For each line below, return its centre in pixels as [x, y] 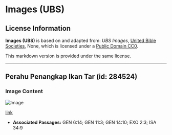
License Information [38, 28]
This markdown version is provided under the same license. [68, 56]
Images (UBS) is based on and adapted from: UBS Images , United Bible [81, 40]
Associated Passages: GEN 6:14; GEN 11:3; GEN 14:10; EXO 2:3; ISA [84, 122]
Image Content [24, 92]
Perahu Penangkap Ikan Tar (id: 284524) [71, 77]
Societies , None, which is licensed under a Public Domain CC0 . [72, 46]
